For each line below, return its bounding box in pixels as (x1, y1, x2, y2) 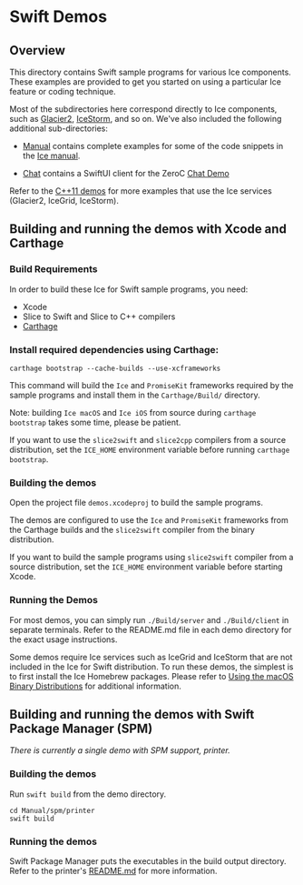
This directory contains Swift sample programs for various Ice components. (9, 66, 292, 77)
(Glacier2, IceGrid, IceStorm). (9, 196, 120, 206)
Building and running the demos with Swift (9, 707, 255, 722)
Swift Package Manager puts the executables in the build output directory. (9, 855, 287, 866)
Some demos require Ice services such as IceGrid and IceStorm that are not (9, 651, 293, 662)
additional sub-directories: (9, 123, 109, 134)
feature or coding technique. (9, 86, 116, 96)
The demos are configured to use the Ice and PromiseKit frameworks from (9, 515, 288, 526)
